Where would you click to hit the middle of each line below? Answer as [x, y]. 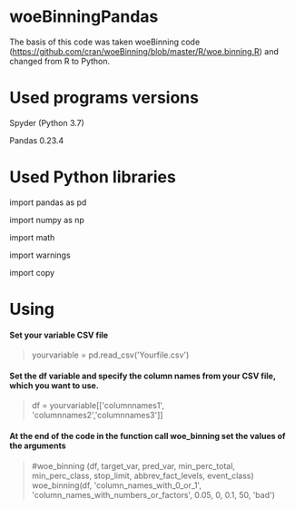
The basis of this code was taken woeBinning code [105, 42]
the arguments [38, 445]
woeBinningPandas [84, 17]
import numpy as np [47, 220]
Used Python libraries [93, 177]
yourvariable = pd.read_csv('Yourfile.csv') [110, 355]
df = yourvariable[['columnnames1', [98, 406]
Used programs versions [104, 98]
